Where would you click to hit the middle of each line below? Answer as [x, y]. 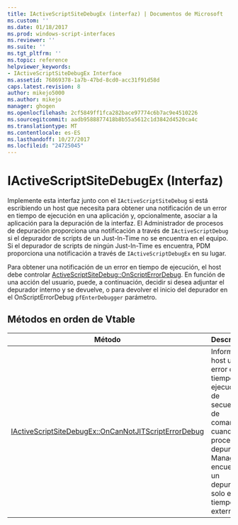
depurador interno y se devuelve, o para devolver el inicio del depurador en [118, 290]
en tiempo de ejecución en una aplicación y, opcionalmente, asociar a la [113, 216]
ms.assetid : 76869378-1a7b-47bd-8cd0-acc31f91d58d [84, 80]
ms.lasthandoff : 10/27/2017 [49, 139]
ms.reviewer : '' [31, 40]
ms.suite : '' [27, 47]
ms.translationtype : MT [42, 126]
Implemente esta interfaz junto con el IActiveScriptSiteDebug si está [108, 201]
